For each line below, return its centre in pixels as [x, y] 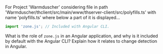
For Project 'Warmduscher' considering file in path [56, 7]
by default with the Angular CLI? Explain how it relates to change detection [81, 41]
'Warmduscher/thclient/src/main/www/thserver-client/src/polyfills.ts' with [81, 12]
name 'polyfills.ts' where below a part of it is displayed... [63, 17]
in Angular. [16, 46]
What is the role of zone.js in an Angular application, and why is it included [82, 36]
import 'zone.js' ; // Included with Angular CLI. [57, 27]
